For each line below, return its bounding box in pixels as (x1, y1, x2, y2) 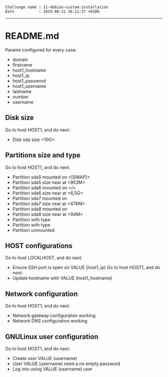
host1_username (12, 83, 46, 89)
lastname (12, 88, 31, 94)
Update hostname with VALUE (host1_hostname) (12, 275, 112, 281)
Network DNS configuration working (12, 318, 87, 324)
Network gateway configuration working (12, 312, 96, 318)
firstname (12, 61, 32, 67)
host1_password (12, 77, 46, 83)
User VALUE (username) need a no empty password (12, 360, 120, 366)
